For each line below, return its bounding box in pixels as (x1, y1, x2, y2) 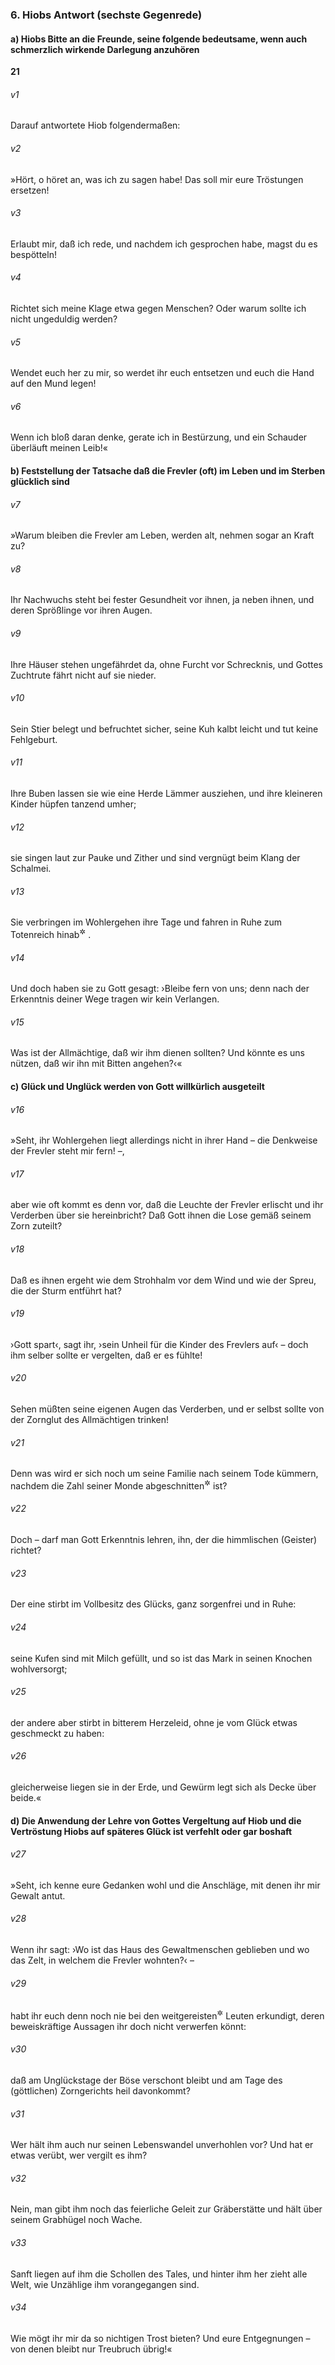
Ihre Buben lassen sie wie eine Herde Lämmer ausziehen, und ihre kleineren (10, 787, 323, 799)
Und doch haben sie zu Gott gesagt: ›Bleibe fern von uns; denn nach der (10, 983, 310, 995)
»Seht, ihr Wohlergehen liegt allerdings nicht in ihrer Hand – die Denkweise (10, 1134, 318, 1147)
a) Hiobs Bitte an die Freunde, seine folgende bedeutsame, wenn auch (10, 33, 308, 45)
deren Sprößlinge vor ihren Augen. (10, 604, 153, 617)
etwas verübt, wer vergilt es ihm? (10, 2149, 148, 2162)
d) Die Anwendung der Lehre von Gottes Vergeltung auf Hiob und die (10, 1814, 302, 1827)
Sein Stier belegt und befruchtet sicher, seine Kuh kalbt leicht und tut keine (10, 723, 319, 735)
